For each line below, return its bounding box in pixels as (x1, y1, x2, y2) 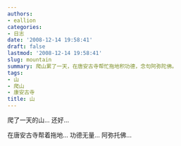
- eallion (7, 17, 37, 24)
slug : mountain (7, 56, 52, 63)
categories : (7, 23, 42, 30)
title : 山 (7, 96, 35, 103)
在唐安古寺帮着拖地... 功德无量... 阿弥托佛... (7, 131, 132, 139)
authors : (7, 10, 33, 18)
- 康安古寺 (7, 89, 35, 96)
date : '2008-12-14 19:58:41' (7, 37, 93, 44)
